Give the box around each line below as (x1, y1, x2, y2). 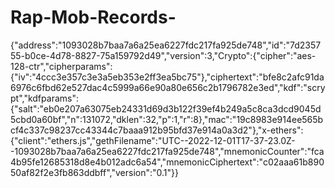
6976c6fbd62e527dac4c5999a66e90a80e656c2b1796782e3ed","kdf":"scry (10, 81, 326, 93)
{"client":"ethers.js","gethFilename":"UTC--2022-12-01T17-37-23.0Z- (10, 134, 296, 146)
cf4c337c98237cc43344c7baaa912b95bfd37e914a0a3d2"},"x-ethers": (10, 124, 304, 136)
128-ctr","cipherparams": (10, 60, 113, 72)
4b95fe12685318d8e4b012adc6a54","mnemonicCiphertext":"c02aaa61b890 (10, 156, 325, 168)
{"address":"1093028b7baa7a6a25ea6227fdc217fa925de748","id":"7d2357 (10, 39, 322, 51)
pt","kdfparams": (10, 92, 79, 104)
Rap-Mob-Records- (10, 6, 177, 29)
